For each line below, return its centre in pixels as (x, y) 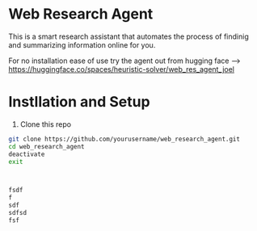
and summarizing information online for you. (82, 44)
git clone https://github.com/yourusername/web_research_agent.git (124, 139)
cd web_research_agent (46, 146)
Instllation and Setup (80, 102)
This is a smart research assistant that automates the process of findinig (128, 36)
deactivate (27, 154)
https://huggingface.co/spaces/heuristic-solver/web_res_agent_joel (121, 69)
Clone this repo (45, 124)
